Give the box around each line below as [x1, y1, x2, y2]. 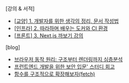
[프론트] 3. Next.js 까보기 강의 [14, 32, 84, 39]
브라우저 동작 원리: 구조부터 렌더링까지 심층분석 [14, 56, 123, 63]
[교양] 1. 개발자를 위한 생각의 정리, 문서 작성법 [14, 18, 119, 25]
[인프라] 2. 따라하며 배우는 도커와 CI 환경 [14, 25, 108, 32]
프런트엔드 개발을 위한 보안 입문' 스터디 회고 [14, 63, 115, 70]
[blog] [5, 44, 21, 51]
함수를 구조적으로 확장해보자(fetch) [14, 71, 95, 77]
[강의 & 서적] [5, 5, 35, 12]
